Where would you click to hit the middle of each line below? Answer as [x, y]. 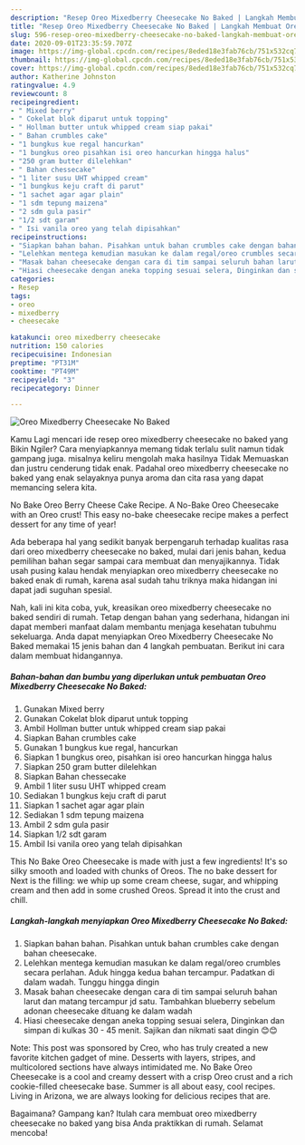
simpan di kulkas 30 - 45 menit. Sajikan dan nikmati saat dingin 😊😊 [151, 1031]
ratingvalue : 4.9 [43, 85]
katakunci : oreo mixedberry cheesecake [86, 338]
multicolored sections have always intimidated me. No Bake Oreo [131, 1067]
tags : [20, 296]
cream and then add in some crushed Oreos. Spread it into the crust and [145, 890]
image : [23, 52]
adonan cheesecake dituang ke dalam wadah [108, 1011]
